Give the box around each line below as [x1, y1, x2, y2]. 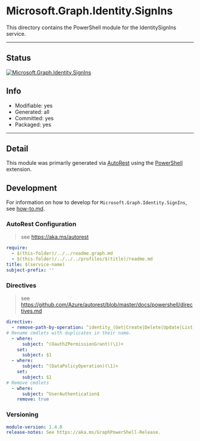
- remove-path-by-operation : [11, 324, 84, 331]
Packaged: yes [14, 121, 52, 128]
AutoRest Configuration [6, 220, 77, 229]
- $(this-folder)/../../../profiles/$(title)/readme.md [11, 256, 153, 262]
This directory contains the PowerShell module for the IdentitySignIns [6, 24, 177, 31]
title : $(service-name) [6, 262, 65, 268]
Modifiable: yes [14, 102, 53, 109]
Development [6, 183, 58, 193]
